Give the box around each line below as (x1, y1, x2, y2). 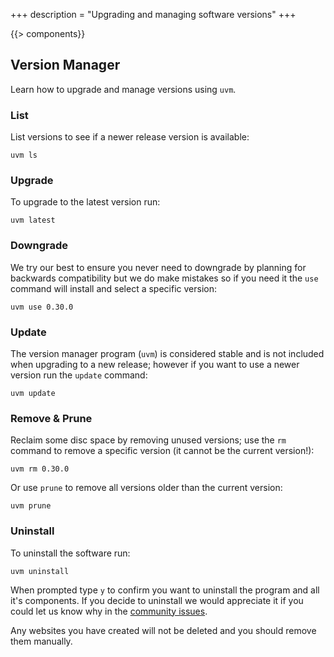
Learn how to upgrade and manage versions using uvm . (10, 83, 237, 95)
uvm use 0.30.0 (10, 302, 74, 312)
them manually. (10, 635, 73, 647)
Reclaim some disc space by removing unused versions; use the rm (10, 434, 287, 446)
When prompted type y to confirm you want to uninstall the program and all (10, 584, 320, 596)
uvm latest (10, 215, 56, 226)
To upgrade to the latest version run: (10, 196, 161, 208)
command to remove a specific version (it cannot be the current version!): (10, 445, 315, 457)
